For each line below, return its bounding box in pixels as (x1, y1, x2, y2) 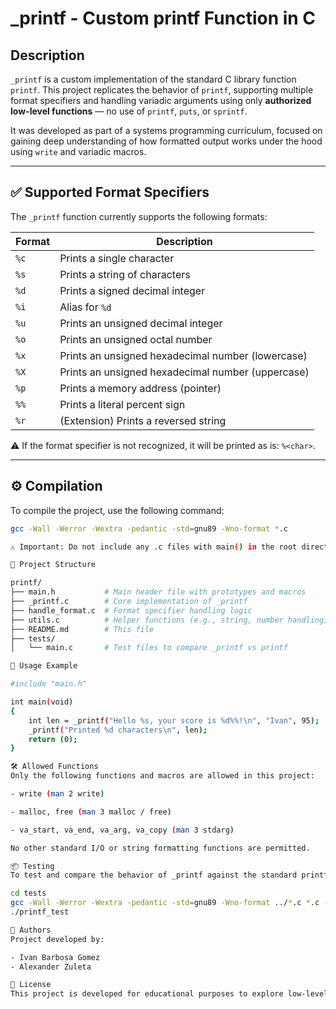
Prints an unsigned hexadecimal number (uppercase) (59, 365, 310, 379)
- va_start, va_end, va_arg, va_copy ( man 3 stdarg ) (10, 825, 235, 835)
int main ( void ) (10, 697, 74, 707)
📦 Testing (10, 861, 55, 871)
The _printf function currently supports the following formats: (10, 210, 268, 222)
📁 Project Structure (10, 560, 97, 570)
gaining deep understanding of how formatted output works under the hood (10, 135, 323, 147)
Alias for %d (59, 300, 112, 314)
